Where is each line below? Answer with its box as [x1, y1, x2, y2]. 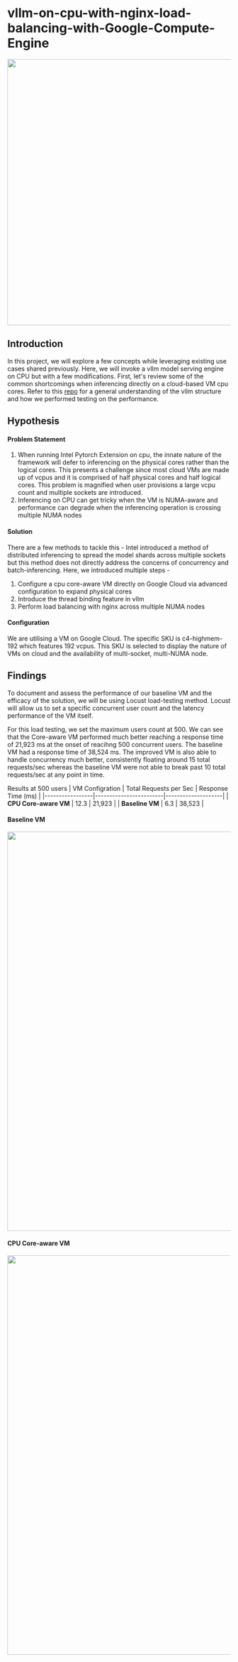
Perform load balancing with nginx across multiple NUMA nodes [17, 602, 205, 611]
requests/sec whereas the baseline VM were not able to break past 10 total [7, 762, 226, 771]
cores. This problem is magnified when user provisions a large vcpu [17, 481, 216, 489]
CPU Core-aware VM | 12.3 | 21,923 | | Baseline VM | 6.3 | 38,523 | [7, 799, 204, 807]
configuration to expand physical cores [17, 587, 132, 596]
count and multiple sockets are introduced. [17, 488, 143, 497]
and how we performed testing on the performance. [7, 394, 159, 403]
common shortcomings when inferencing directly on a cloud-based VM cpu [7, 379, 229, 388]
